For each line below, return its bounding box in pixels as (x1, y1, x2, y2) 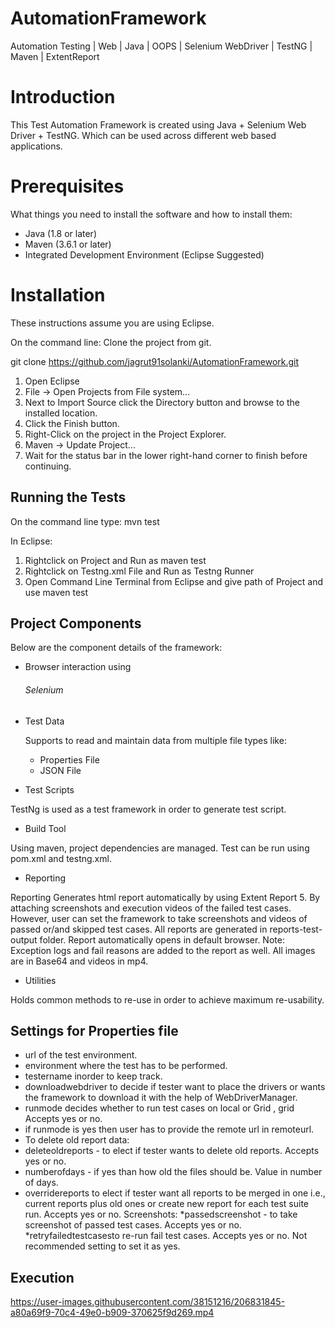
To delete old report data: (24, 1134, 130, 1146)
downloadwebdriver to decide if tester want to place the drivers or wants (24, 1081, 326, 1093)
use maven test (24, 586, 89, 598)
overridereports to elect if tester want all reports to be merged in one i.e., (24, 1187, 326, 1199)
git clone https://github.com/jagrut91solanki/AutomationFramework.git (10, 355, 300, 367)
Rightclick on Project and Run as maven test (24, 554, 207, 566)
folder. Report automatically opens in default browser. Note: (39, 933, 285, 946)
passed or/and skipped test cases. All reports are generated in (10, 923, 268, 935)
